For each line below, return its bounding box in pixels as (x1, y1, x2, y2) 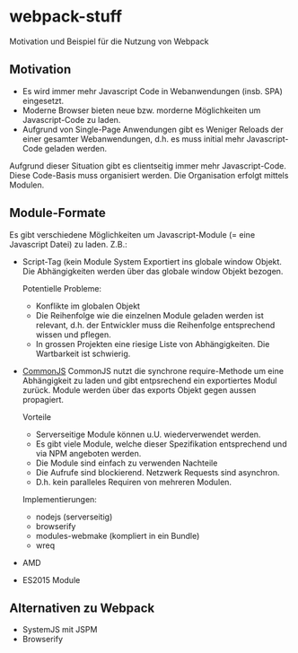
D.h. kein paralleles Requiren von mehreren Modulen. (35, 476, 232, 487)
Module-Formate (9, 205, 106, 221)
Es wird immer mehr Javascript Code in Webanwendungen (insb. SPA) (22, 85, 283, 96)
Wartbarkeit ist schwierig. (35, 348, 131, 359)
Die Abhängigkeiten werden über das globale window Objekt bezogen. (22, 266, 284, 276)
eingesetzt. (22, 95, 65, 106)
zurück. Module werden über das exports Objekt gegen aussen (22, 384, 257, 396)
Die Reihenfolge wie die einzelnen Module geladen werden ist (35, 309, 265, 320)
